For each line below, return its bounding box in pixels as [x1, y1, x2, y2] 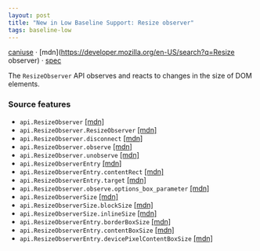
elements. [8, 79, 41, 89]
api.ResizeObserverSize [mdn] [19, 191, 119, 201]
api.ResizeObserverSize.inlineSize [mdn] [19, 209, 157, 218]
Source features [8, 99, 71, 110]
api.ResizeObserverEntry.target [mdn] [19, 175, 146, 184]
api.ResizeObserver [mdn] [19, 117, 104, 126]
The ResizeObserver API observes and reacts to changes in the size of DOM [8, 71, 252, 81]
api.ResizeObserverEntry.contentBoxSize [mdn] [19, 225, 175, 235]
